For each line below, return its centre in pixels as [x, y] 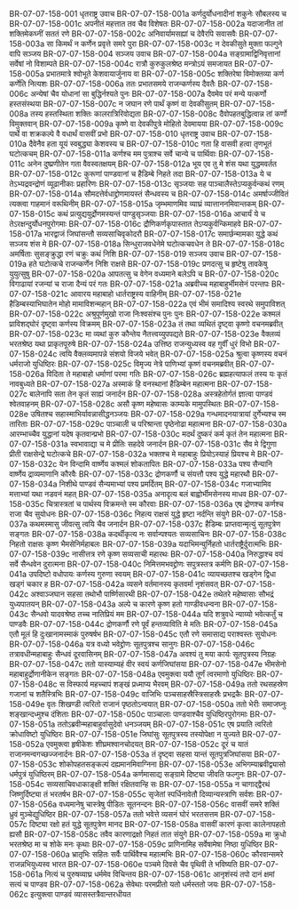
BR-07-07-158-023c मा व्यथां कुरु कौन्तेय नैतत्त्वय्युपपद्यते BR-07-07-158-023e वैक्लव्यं [145, 334]
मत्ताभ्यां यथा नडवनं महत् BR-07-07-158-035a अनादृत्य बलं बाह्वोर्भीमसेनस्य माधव [128, 494]
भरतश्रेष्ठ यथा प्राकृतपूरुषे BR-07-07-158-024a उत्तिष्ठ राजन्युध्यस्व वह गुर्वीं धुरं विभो [130, 344]
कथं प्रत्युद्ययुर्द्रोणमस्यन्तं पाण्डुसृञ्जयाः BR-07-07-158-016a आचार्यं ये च [161, 214]
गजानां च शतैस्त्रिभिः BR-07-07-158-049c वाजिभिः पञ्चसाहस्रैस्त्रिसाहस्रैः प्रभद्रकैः [126, 694]
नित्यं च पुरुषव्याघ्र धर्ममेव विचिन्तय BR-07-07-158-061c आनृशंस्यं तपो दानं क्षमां [160, 874]
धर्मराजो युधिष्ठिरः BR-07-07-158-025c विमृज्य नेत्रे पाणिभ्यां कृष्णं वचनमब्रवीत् [122, 364]
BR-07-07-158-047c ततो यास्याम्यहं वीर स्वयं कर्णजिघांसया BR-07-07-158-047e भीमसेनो [148, 664]
